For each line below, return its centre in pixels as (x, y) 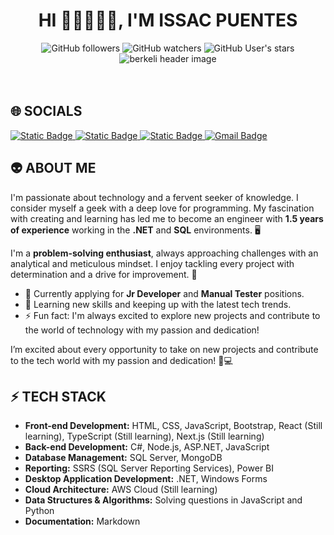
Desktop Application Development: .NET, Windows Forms (146, 479)
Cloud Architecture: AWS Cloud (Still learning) (121, 490)
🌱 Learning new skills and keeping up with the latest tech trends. (158, 304)
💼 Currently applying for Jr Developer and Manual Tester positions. (164, 293)
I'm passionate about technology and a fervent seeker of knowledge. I (154, 197)
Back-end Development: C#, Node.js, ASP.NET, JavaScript (147, 447)
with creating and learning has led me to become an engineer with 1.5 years (167, 218)
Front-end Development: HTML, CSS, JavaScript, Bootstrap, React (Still (173, 426)
